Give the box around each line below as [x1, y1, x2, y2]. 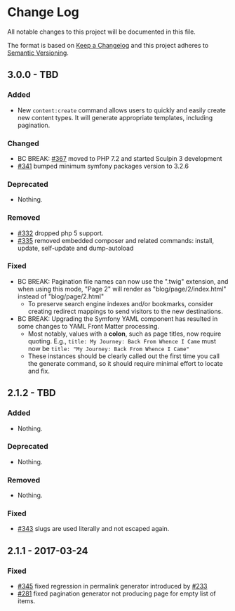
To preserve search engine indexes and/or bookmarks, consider [27, 299, 214, 308]
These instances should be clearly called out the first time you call [27, 352, 220, 360]
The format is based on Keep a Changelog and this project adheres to [7, 41, 209, 49]
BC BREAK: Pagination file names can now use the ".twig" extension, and [17, 277, 229, 285]
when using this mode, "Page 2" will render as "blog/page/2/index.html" [17, 284, 227, 293]
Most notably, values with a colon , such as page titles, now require [27, 329, 222, 338]
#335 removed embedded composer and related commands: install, [17, 236, 214, 244]
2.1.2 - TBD [7, 387, 56, 399]
